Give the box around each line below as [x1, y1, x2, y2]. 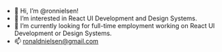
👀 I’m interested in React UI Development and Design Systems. [13, 14, 197, 22]
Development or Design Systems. [13, 29, 112, 37]
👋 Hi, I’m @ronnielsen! [13, 7, 79, 15]
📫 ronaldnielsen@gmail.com [13, 37, 99, 45]
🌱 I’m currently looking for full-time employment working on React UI [13, 22, 215, 30]
